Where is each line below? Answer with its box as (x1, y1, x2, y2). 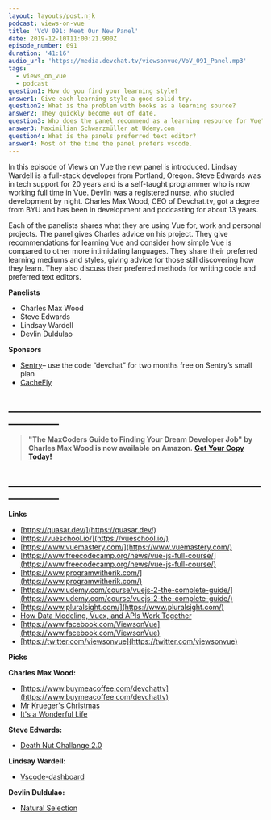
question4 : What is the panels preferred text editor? (8, 132, 197, 140)
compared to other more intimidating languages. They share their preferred (8, 246, 258, 255)
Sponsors (8, 344, 42, 354)
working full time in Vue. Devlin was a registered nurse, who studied (8, 187, 235, 197)
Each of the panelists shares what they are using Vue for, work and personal (8, 220, 262, 230)
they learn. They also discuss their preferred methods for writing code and (8, 263, 256, 273)
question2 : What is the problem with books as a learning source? (8, 102, 236, 110)
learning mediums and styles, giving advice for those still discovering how (8, 254, 255, 264)
